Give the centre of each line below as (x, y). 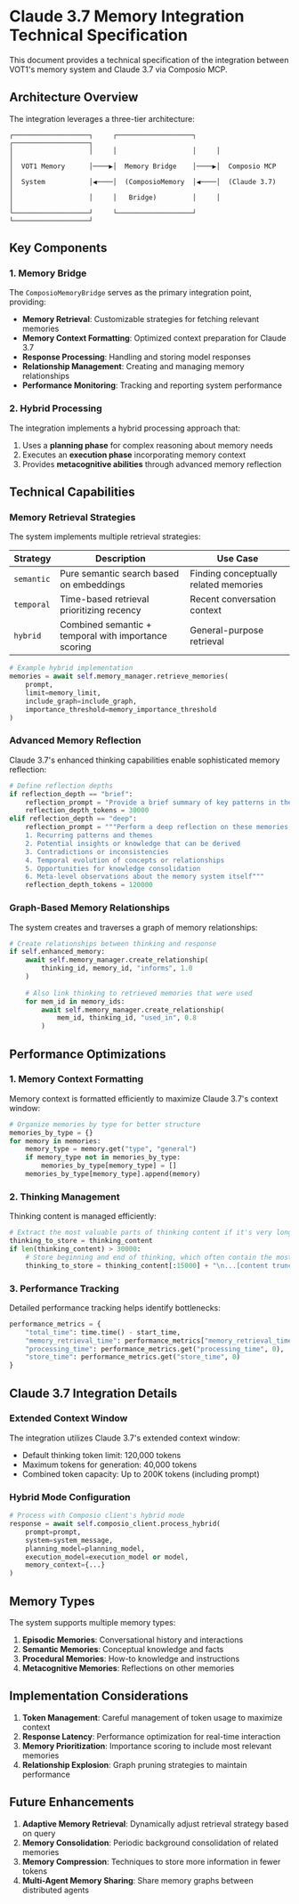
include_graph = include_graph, (81, 701)
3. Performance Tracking (65, 1288)
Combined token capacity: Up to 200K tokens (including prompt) (141, 1473)
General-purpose (227, 631)
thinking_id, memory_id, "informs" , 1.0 (117, 968)
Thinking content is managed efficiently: (83, 1216)
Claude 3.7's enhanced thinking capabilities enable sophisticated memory (145, 760)
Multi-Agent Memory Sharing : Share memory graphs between (137, 1880)
